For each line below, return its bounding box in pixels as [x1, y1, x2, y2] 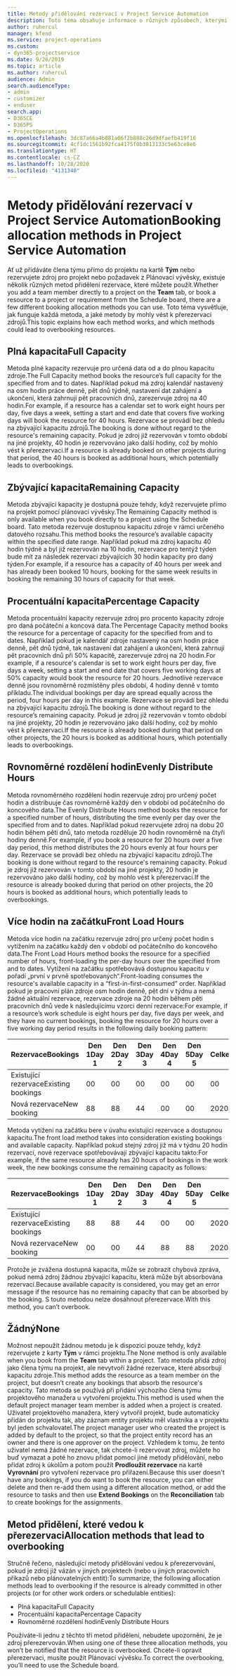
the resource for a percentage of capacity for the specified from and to [7, 629, 213, 637]
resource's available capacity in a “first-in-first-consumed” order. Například [7, 979, 226, 987]
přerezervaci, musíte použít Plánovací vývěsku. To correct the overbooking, [7, 1654, 225, 1662]
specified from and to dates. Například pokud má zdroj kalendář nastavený [7, 379, 223, 387]
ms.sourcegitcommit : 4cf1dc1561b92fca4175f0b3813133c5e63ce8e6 [7, 141, 197, 148]
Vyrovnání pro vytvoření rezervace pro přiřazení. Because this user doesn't [7, 1468, 225, 1476]
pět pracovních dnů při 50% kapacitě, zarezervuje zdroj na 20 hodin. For [7, 651, 216, 659]
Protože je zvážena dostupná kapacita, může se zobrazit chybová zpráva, [7, 1265, 221, 1273]
